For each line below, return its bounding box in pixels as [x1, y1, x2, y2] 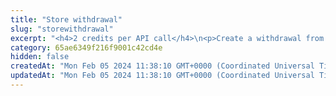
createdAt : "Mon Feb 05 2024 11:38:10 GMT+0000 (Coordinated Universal [10, 61, 315, 71]
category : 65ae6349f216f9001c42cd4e [10, 42, 163, 53]
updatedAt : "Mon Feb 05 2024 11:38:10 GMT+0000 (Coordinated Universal [10, 71, 315, 81]
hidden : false [10, 52, 70, 62]
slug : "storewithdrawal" [10, 24, 114, 34]
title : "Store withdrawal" [10, 14, 123, 25]
